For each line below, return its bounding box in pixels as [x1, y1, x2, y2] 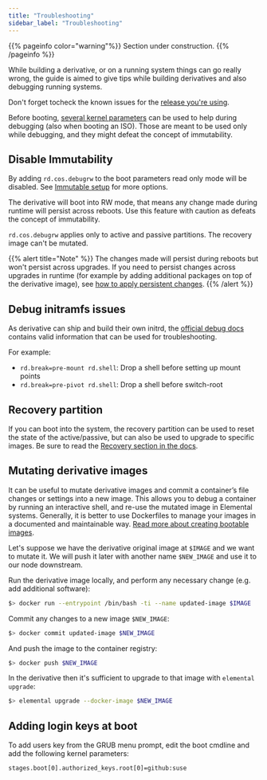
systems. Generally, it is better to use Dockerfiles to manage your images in [8, 511, 257, 520]
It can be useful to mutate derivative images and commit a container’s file [8, 485, 249, 495]
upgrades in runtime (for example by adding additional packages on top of [8, 271, 253, 280]
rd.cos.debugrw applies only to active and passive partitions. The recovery [8, 230, 253, 240]
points [19, 371, 41, 381]
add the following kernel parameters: [8, 749, 129, 758]
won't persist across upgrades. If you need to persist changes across [8, 262, 237, 272]
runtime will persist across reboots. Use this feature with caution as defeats [8, 206, 257, 216]
